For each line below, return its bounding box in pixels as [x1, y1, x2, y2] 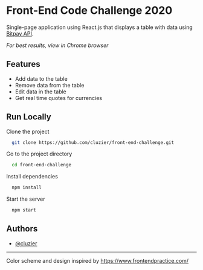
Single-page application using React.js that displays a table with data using [6, 24, 193, 31]
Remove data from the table [14, 81, 85, 89]
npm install [11, 184, 42, 190]
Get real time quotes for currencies [14, 94, 103, 101]
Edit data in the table [14, 88, 66, 95]
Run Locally [6, 112, 51, 122]
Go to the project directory [6, 150, 72, 157]
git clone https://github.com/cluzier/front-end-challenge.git [11, 139, 174, 145]
